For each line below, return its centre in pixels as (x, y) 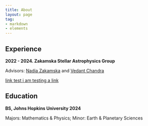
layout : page (19, 15)
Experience (23, 49)
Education (22, 96)
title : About (19, 10)
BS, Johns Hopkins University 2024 (43, 108)
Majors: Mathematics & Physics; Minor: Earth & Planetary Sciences (74, 118)
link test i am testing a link (32, 80)
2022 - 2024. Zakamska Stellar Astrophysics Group (60, 61)
